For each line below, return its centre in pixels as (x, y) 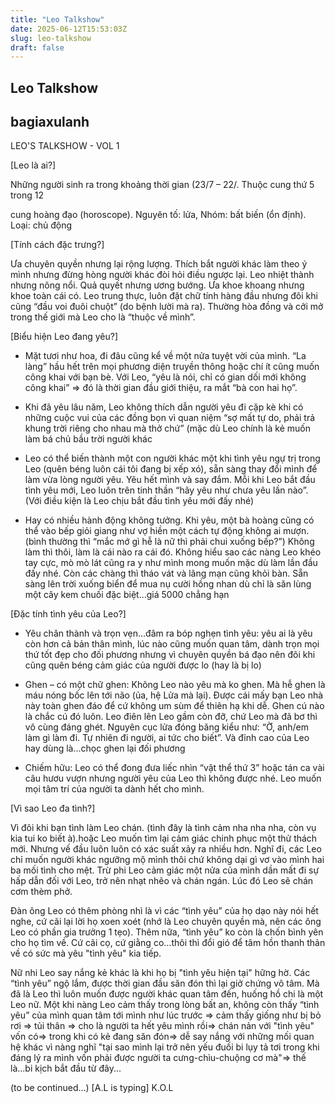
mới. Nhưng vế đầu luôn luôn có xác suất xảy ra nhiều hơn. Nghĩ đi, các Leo (166, 849)
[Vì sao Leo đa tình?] (53, 808)
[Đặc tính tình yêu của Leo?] (68, 614)
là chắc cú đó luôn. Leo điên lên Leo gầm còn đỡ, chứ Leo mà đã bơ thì (171, 717)
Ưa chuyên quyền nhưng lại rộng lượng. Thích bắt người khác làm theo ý (159, 264)
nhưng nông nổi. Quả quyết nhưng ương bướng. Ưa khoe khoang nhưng (157, 285)
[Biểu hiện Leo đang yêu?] (64, 337)
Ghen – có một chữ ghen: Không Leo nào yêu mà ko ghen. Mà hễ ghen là (175, 685)
